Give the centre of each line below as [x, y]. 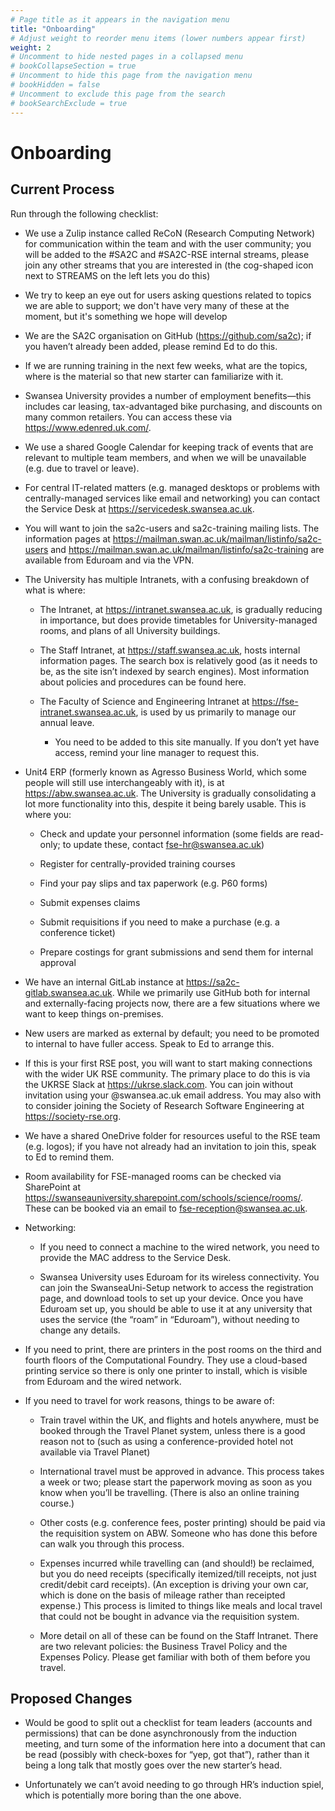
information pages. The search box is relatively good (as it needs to [178, 660]
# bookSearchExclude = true [69, 103]
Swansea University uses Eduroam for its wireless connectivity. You [179, 1277]
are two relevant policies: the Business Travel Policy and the [163, 1646]
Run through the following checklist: [84, 213]
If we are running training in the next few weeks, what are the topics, [166, 365]
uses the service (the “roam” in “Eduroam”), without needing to [169, 1319]
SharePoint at [53, 1187]
